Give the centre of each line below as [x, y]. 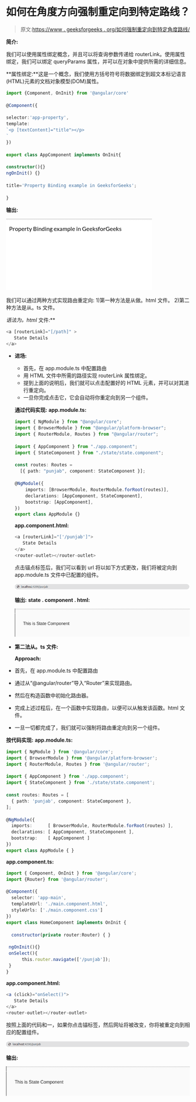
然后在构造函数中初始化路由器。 [53, 695]
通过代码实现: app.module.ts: [50, 410]
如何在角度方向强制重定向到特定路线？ [98, 12]
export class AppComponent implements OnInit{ [64, 155]
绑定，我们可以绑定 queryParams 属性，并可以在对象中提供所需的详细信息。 [98, 61]
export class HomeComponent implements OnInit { [66, 922]
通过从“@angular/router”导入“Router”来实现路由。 [75, 683]
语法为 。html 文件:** [31, 320]
